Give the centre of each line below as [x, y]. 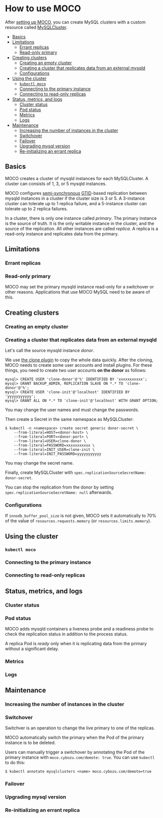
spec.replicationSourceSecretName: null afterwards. [59, 492]
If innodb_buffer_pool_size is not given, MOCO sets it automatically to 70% [81, 516]
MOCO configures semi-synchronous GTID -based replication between [76, 193]
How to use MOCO [43, 9]
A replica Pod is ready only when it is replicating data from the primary [76, 644]
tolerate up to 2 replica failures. [37, 209]
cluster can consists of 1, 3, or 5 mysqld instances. [56, 184]
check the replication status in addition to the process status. [66, 634]
